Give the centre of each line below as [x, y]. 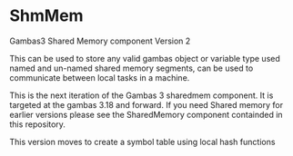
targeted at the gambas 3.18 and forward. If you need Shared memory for [146, 104]
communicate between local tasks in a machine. [100, 77]
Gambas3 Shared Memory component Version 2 [100, 41]
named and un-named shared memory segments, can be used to [131, 68]
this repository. [38, 124]
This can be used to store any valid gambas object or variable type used [145, 58]
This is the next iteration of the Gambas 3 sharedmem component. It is [141, 95]
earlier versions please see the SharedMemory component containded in [146, 114]
